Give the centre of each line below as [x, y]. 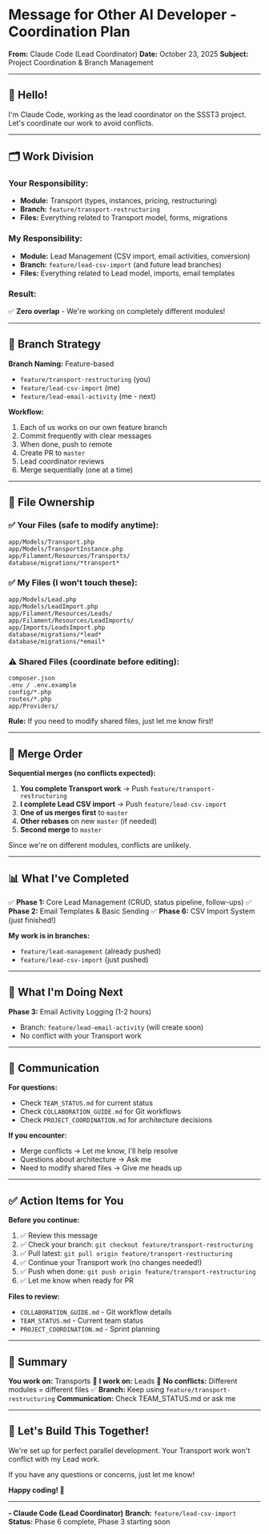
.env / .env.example [43, 685]
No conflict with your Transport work [80, 1035]
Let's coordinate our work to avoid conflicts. [81, 122]
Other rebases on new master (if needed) [88, 821]
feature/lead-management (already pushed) [90, 951]
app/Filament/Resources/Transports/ [69, 556]
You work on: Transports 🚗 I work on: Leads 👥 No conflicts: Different [123, 1381]
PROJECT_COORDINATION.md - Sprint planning [90, 1329]
